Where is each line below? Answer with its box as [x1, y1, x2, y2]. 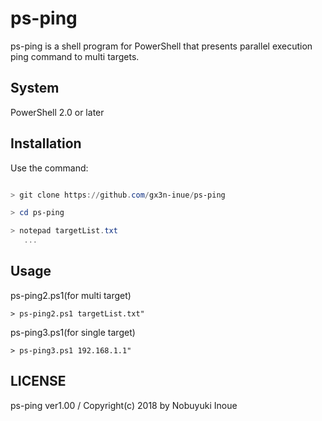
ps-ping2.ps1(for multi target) [10, 289, 132, 301]
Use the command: [10, 162, 89, 174]
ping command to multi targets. [10, 50, 140, 62]
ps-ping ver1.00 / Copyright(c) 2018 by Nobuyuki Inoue [10, 399, 238, 411]
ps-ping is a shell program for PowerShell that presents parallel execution [10, 40, 313, 52]
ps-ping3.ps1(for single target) [10, 326, 136, 338]
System [10, 80, 60, 97]
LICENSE [10, 373, 67, 390]
